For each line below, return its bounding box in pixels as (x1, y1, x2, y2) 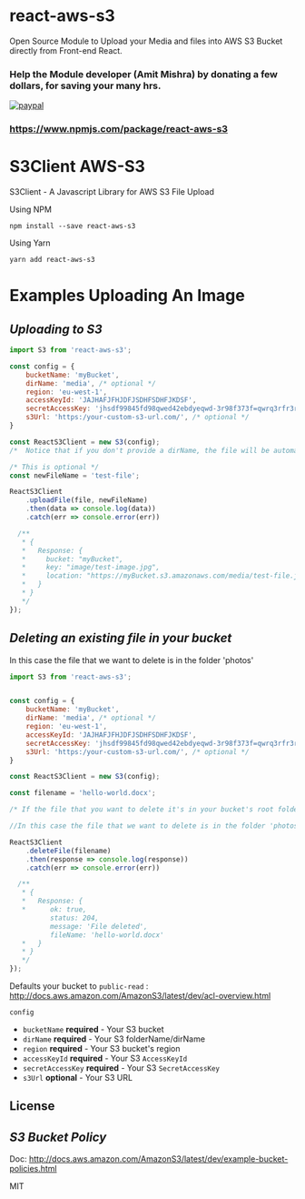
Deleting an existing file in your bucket (9, 630, 232, 646)
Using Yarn (9, 237, 52, 248)
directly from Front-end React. (9, 45, 123, 55)
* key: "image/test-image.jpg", (21, 563, 161, 572)
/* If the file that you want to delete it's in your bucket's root (9, 805, 274, 814)
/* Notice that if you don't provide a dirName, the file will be (9, 446, 271, 455)
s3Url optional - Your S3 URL (22, 1073, 133, 1083)
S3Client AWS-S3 (9, 156, 145, 177)
